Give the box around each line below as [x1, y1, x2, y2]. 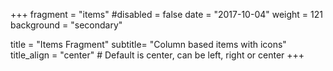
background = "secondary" [10, 19, 123, 31]
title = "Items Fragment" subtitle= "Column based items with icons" [10, 39, 287, 50]
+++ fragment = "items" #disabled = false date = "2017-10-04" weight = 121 [10, 9, 323, 20]
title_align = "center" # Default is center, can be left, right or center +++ [10, 49, 305, 61]
